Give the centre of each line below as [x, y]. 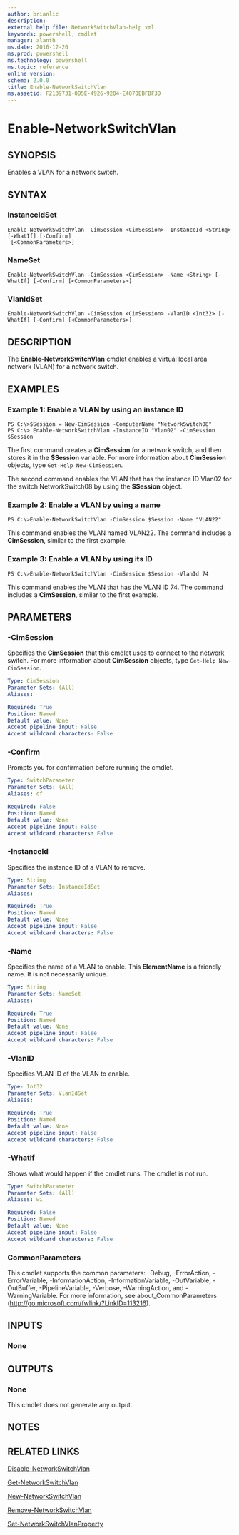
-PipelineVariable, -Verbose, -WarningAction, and [111, 1287]
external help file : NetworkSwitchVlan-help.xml [81, 27]
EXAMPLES [33, 389]
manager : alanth [31, 41]
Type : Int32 [25, 1087]
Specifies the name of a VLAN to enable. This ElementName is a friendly [115, 967]
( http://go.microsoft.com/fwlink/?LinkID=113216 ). [79, 1303]
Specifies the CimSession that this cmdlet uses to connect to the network [116, 653]
